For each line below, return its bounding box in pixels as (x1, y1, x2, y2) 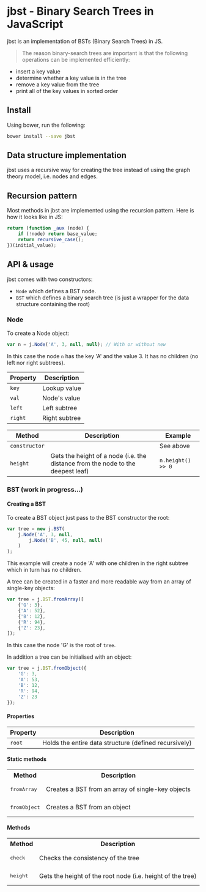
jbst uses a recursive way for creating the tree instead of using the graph (7, 167, 191, 174)
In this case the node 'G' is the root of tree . (7, 642, 116, 649)
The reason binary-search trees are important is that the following (21, 49, 188, 56)
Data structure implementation (7, 150, 127, 160)
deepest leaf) (50, 467, 89, 475)
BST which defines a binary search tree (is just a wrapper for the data (15, 294, 189, 301)
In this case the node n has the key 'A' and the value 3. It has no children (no (7, 352, 199, 359)
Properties (7, 713, 35, 720)
